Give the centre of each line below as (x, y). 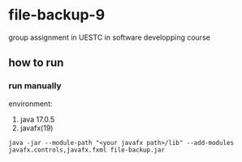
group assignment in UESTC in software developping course (110, 37)
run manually (35, 86)
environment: (30, 104)
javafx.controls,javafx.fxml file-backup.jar (86, 150)
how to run (36, 63)
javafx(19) (37, 128)
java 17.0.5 (37, 119)
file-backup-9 (57, 15)
